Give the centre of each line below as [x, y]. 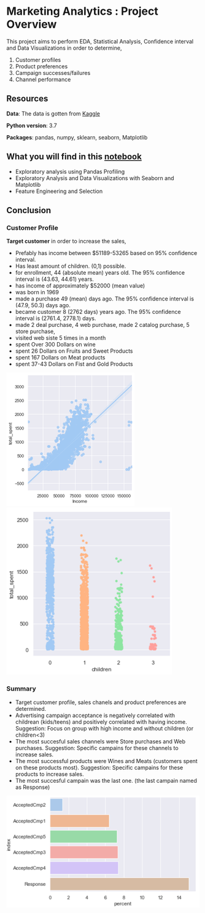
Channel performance [43, 79]
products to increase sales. [49, 774]
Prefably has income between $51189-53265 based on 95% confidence [106, 253]
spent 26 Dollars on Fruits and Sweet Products [74, 351]
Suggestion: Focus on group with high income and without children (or [104, 728]
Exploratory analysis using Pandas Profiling [70, 171]
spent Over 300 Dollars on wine [56, 345]
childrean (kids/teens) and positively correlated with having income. [101, 722]
